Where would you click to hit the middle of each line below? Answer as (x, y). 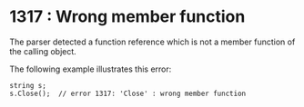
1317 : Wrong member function (127, 17)
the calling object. (43, 51)
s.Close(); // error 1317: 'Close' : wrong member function (128, 93)
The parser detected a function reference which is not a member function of (152, 42)
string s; (28, 85)
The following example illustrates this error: (91, 69)
